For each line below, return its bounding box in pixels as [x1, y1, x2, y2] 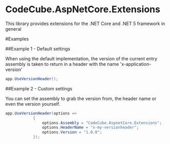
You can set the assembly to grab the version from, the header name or [5, 95, 157, 102]
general [5, 26, 22, 32]
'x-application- [120, 61, 152, 67]
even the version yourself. [5, 101, 61, 107]
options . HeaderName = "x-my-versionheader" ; [42, 125, 139, 130]
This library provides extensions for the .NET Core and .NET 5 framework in [5, 20, 165, 27]
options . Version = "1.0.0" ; [42, 130, 102, 135]
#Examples [5, 36, 29, 42]
